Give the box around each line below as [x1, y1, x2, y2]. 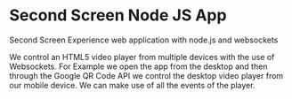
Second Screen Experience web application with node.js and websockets [9, 34, 279, 45]
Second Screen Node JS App [9, 5, 227, 26]
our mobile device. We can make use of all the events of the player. [9, 80, 255, 90]
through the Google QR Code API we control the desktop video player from [9, 70, 284, 80]
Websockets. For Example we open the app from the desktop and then [9, 61, 268, 72]
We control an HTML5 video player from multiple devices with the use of [9, 51, 275, 62]
